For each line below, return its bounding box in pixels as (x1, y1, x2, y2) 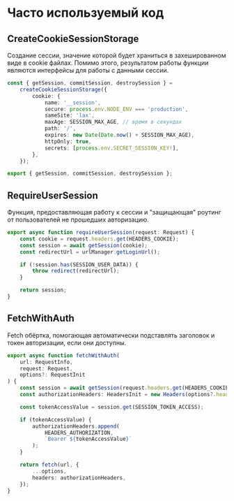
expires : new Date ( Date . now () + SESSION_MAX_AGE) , (44, 131, 195, 138)
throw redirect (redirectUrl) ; (32, 268, 120, 275)
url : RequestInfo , (19, 358, 73, 365)
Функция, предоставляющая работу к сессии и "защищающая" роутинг (7, 208, 221, 217)
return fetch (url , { (19, 461, 79, 468)
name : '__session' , (44, 99, 101, 106)
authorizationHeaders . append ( (32, 423, 120, 430)
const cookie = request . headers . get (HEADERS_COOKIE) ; (19, 235, 179, 242)
